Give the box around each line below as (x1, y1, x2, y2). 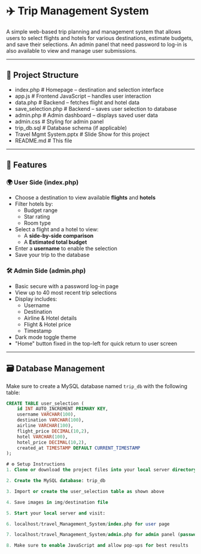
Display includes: (14, 295, 57, 302)
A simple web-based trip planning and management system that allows (6, 28, 181, 35)
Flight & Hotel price (23, 320, 72, 328)
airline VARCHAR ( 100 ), (17, 423, 74, 429)
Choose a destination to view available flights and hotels (14, 194, 156, 201)
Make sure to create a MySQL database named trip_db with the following (6, 382, 187, 389)
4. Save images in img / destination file (6, 499, 109, 505)
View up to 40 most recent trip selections (14, 289, 117, 296)
